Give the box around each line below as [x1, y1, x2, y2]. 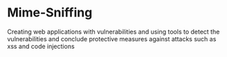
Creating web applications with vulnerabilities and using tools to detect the [7, 27, 220, 36]
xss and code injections [7, 42, 75, 50]
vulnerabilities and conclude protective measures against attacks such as [7, 34, 217, 43]
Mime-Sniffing [7, 5, 93, 21]
